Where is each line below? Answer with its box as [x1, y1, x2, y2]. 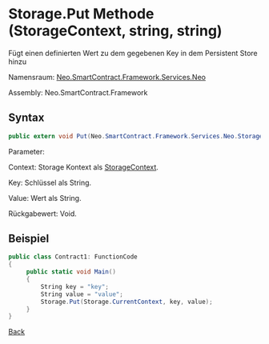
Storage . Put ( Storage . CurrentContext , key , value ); [40, 298, 214, 306]
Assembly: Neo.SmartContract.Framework [8, 87, 148, 97]
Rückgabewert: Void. [8, 209, 78, 218]
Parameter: [8, 146, 46, 156]
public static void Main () [26, 268, 116, 276]
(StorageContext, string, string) [8, 22, 223, 40]
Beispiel [8, 232, 50, 246]
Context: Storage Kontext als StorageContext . [8, 162, 159, 172]
